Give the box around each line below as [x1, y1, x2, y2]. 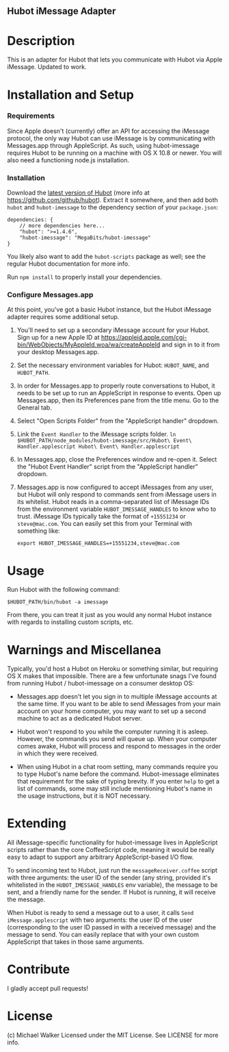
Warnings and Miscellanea [7, 642, 162, 657]
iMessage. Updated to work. [7, 63, 87, 71]
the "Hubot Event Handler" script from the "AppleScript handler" [16, 462, 198, 471]
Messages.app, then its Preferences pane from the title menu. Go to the [16, 397, 219, 405]
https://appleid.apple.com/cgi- [100, 334, 187, 342]
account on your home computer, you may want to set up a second [16, 707, 206, 715]
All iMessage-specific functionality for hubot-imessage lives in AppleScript [7, 838, 218, 847]
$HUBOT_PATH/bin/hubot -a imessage [7, 599, 109, 605]
